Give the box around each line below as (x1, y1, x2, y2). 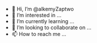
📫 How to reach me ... (11, 31, 66, 37)
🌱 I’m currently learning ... (11, 18, 75, 24)
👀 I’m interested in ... (11, 12, 62, 19)
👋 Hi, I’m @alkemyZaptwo (11, 6, 74, 12)
